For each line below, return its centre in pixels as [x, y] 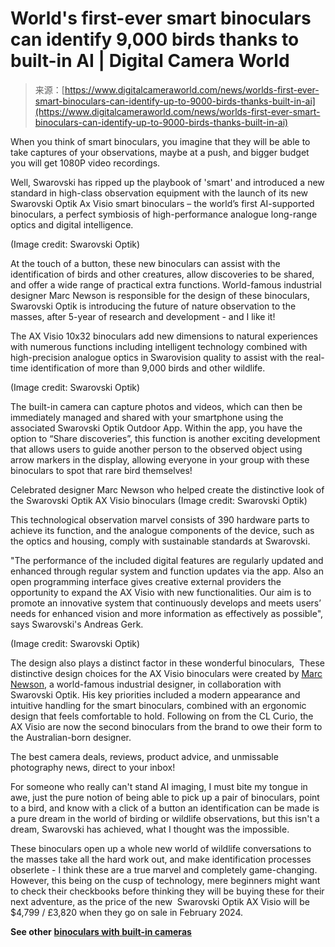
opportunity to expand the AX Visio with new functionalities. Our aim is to [161, 592]
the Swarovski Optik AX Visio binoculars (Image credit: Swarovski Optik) [159, 500]
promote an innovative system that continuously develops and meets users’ [166, 603]
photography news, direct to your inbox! [93, 767]
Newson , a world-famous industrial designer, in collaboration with [146, 684]
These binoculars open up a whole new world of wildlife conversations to [161, 848]
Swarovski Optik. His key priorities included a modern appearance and [155, 694]
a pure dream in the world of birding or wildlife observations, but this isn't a [165, 818]
